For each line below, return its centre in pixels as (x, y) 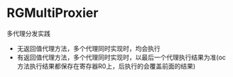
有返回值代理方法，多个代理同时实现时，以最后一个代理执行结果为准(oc (121, 57)
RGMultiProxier (53, 13)
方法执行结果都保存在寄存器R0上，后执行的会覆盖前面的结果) (106, 66)
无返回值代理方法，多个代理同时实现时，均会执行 (88, 48)
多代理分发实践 (28, 33)
